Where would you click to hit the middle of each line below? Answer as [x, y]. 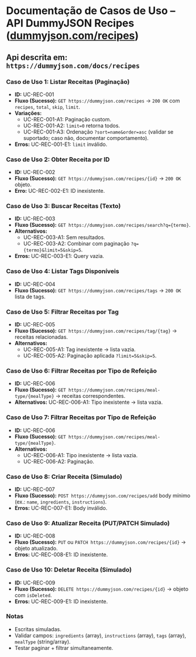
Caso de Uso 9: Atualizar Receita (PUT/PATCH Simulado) [88, 523]
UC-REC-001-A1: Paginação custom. [67, 119]
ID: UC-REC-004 [35, 284]
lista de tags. [30, 297]
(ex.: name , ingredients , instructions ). [61, 502]
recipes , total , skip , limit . [47, 107]
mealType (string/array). [43, 641]
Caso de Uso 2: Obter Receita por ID [58, 159]
